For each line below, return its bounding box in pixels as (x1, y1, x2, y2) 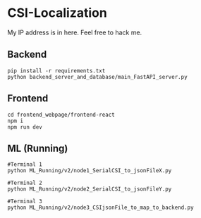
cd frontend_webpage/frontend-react (7, 111, 115, 118)
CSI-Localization (7, 5, 107, 21)
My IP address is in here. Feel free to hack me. (7, 28, 142, 37)
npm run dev (7, 123, 42, 131)
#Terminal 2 (7, 179, 42, 187)
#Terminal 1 (7, 161, 42, 168)
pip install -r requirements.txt (7, 67, 106, 75)
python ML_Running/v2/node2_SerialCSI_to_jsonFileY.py (7, 186, 172, 193)
